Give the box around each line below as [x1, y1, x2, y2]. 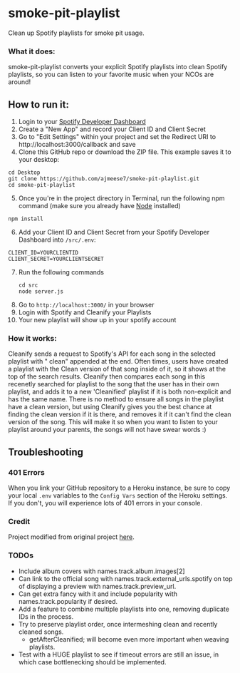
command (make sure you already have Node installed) [18, 202, 181, 210]
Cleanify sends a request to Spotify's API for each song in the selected [8, 349, 216, 358]
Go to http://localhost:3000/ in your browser [18, 301, 155, 309]
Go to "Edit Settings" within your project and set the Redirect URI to [18, 133, 216, 141]
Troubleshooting [8, 446, 84, 458]
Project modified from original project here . [8, 533, 135, 541]
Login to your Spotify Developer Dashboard [18, 118, 147, 126]
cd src [18, 282, 38, 289]
